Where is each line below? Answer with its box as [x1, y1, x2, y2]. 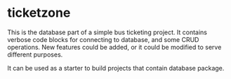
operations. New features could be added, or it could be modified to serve [7, 43, 222, 51]
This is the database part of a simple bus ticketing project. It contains [7, 28, 207, 36]
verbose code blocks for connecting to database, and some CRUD [7, 35, 199, 43]
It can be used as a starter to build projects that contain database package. [7, 64, 225, 72]
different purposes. [7, 50, 63, 59]
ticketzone [7, 5, 71, 21]
